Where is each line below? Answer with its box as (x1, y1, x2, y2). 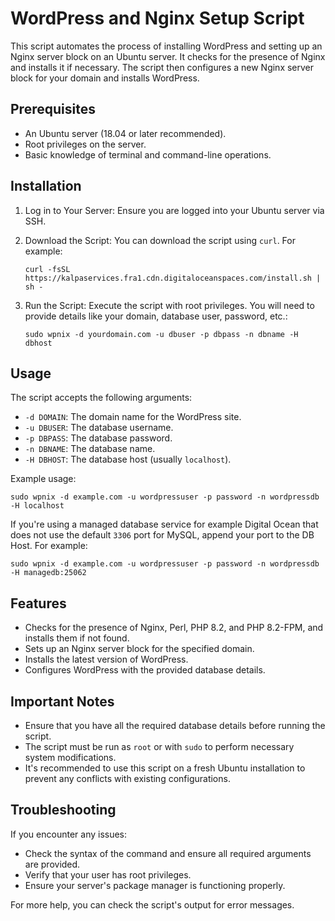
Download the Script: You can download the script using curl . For (24, 234, 296, 246)
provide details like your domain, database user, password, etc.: (24, 310, 288, 322)
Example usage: (10, 473, 77, 485)
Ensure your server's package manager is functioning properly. (24, 879, 286, 891)
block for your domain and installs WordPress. (10, 72, 200, 84)
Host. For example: (10, 540, 88, 552)
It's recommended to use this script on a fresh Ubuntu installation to (24, 762, 306, 774)
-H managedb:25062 (10, 568, 87, 578)
